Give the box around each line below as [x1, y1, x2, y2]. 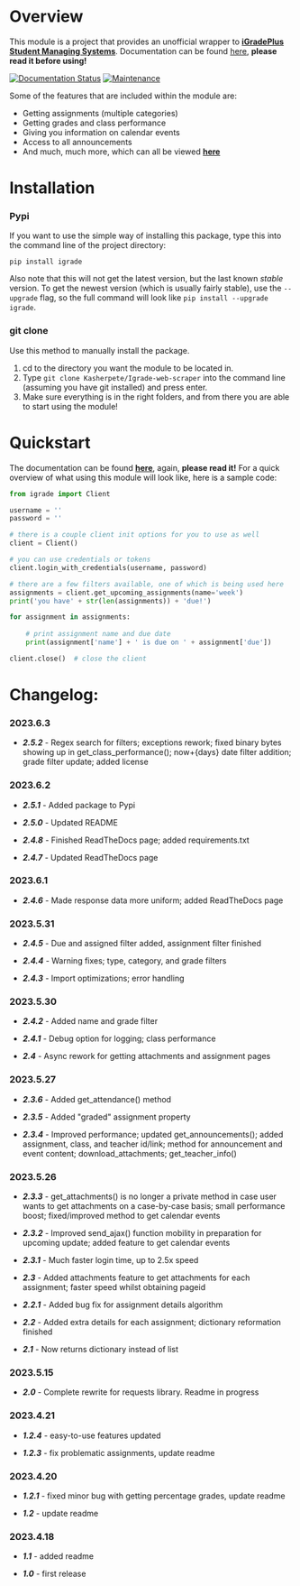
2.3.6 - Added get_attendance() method [22, 1093, 172, 1104]
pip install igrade [9, 257, 83, 267]
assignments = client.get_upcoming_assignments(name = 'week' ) [9, 588, 244, 597]
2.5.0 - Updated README [22, 816, 119, 827]
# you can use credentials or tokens [9, 555, 151, 565]
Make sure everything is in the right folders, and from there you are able [22, 391, 290, 402]
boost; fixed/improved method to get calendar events [22, 1211, 221, 1222]
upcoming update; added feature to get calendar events [22, 1238, 231, 1249]
